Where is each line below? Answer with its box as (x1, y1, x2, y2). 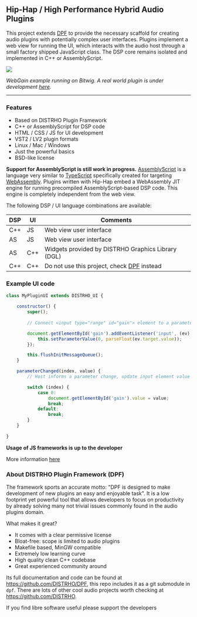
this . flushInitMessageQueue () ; (27, 352, 104, 358)
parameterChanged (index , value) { (16, 368, 101, 374)
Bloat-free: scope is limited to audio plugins (14, 538, 120, 545)
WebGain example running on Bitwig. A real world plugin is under (6, 76, 164, 84)
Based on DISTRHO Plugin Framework (14, 117, 107, 124)
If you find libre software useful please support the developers (6, 604, 157, 611)
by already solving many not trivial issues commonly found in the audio (6, 502, 178, 509)
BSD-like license (14, 154, 55, 161)
